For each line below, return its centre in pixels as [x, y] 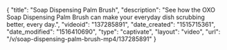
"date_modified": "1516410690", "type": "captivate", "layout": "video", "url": [113, 32]
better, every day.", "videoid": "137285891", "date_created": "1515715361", [111, 24]
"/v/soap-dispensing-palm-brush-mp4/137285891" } [81, 39]
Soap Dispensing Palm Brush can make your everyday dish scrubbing [106, 17]
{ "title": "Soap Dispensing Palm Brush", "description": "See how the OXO [111, 10]
